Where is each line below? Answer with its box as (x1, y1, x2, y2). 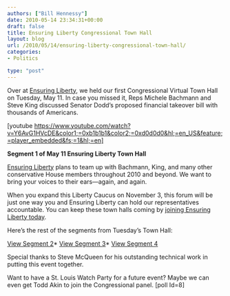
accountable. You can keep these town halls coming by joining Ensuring (7, 205, 211, 213)
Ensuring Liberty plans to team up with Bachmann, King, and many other (7, 162, 213, 171)
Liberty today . (7, 213, 47, 221)
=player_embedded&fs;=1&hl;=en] (7, 136, 104, 145)
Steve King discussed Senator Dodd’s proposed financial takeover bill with (7, 101, 218, 109)
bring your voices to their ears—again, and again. (7, 177, 147, 186)
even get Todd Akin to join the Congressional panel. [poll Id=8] (7, 280, 185, 289)
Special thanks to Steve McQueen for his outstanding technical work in (7, 253, 208, 261)
